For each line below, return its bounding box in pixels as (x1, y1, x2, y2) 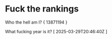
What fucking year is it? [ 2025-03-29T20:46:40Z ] (5, 28, 108, 34)
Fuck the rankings (5, 3, 79, 14)
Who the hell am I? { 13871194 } (5, 19, 68, 25)
